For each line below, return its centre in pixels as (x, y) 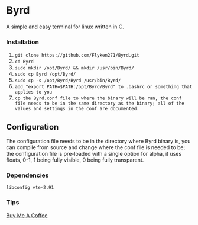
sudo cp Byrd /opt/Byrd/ (45, 75)
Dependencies (27, 175)
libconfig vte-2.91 (30, 188)
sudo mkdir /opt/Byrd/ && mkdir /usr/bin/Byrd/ (74, 68)
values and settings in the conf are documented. (77, 109)
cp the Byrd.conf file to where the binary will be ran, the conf (98, 98)
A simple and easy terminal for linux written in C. (65, 27)
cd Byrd (24, 62)
